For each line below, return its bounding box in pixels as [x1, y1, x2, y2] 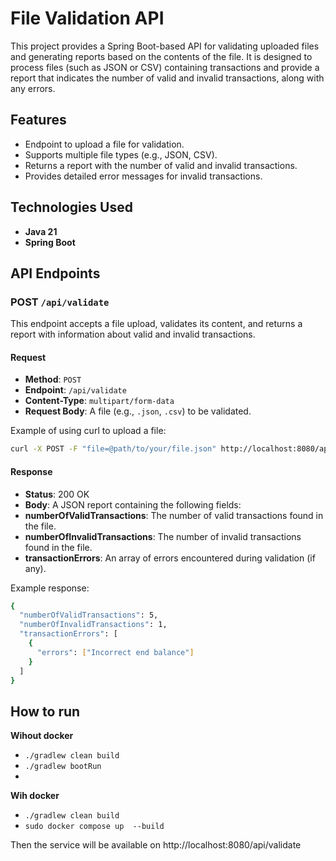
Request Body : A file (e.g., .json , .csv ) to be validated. [24, 405, 252, 417]
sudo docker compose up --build [24, 822, 165, 832]
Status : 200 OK [24, 488, 90, 500]
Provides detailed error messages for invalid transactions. [24, 170, 263, 182]
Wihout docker [10, 730, 74, 742]
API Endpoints [10, 265, 101, 282]
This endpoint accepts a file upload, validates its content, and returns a [10, 318, 303, 330]
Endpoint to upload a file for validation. [24, 138, 185, 150]
